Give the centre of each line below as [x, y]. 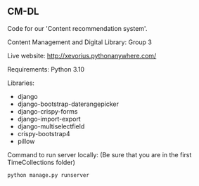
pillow [26, 141]
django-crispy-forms [47, 111]
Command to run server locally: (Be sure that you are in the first [99, 154]
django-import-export [49, 119]
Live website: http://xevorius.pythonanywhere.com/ [82, 55]
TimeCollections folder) [41, 162]
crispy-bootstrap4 [44, 133]
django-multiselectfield [51, 126]
